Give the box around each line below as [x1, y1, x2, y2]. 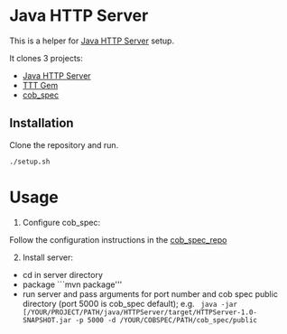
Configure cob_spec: [22, 217, 101, 227]
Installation [9, 116, 74, 131]
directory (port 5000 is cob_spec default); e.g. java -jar [22, 298, 237, 309]
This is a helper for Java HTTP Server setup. [9, 35, 174, 46]
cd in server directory [22, 269, 104, 280]
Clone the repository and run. [9, 139, 119, 150]
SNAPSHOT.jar [22, 315, 72, 325]
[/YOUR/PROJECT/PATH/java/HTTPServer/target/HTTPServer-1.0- [22, 308, 258, 317]
